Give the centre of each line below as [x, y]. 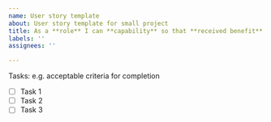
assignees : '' [32, 46]
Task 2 [31, 101]
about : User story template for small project [88, 23]
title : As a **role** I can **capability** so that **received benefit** [136, 31]
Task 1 [31, 92]
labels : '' [27, 38]
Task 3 [31, 110]
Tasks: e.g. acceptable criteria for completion [84, 76]
